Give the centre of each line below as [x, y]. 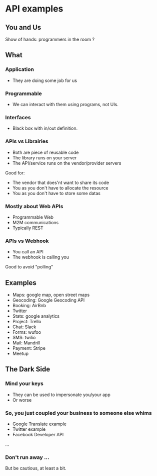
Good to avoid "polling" [29, 267]
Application [19, 69]
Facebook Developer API [38, 434]
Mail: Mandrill [26, 343]
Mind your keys [24, 384]
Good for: [15, 173]
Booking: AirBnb [29, 305]
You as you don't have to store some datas [56, 193]
